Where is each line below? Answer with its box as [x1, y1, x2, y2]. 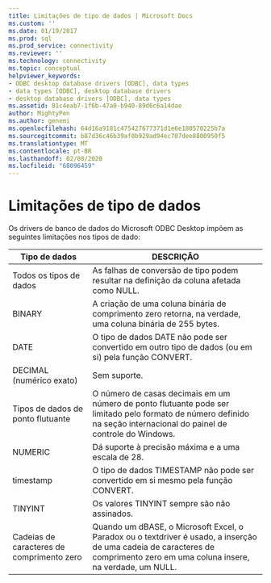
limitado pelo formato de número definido [92, 409, 250, 420]
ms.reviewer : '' [8, 49, 63, 57]
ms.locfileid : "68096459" [8, 162, 95, 170]
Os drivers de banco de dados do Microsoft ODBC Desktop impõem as [8, 224, 244, 233]
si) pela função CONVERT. [92, 352, 193, 363]
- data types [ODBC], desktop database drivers [8, 86, 172, 95]
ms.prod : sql [8, 34, 52, 43]
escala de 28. [92, 451, 144, 463]
